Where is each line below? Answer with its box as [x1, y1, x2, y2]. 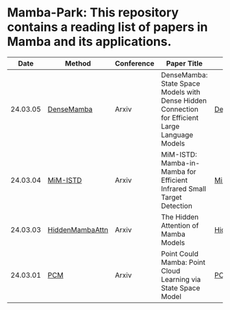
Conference [115, 58, 155, 68]
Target [160, 192, 183, 202]
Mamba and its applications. [7, 34, 172, 49]
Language [160, 130, 194, 140]
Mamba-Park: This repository [7, 5, 179, 21]
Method [64, 58, 91, 68]
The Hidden [160, 212, 199, 222]
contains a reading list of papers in [7, 19, 208, 35]
